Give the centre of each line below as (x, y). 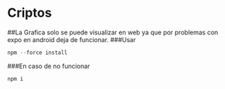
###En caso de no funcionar (49, 66)
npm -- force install (38, 53)
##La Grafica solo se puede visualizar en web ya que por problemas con (113, 32)
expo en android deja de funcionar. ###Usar (72, 39)
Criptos (30, 13)
